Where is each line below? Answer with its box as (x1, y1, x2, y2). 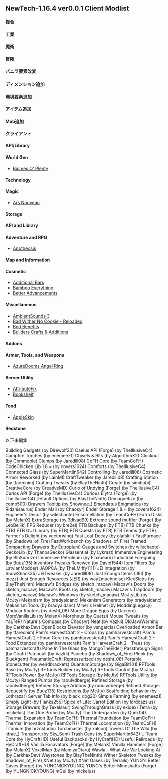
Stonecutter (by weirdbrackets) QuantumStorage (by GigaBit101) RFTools (5, 661, 156, 667)
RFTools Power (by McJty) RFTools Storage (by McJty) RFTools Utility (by (5, 672, 158, 678)
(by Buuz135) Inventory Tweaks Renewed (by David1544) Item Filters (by (5, 560, 155, 566)
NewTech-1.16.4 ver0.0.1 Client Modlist (5, 4, 129, 13)
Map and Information (5, 257, 50, 263)
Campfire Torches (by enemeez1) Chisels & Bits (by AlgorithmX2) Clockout (5, 452, 159, 458)
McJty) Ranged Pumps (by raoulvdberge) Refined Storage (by (5, 677, 133, 683)
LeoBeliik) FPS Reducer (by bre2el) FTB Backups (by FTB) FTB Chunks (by (5, 522, 159, 528)
